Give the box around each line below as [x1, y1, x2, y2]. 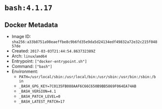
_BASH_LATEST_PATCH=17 [18, 99, 65, 104]
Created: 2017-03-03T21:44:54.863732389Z [11, 48, 96, 54]
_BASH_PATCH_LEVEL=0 [18, 94, 61, 99]
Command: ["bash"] [11, 64, 52, 69]
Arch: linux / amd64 [11, 53, 47, 59]
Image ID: [11, 34, 31, 39]
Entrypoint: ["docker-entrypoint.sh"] [11, 58, 87, 64]
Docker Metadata [4, 21, 58, 29]
